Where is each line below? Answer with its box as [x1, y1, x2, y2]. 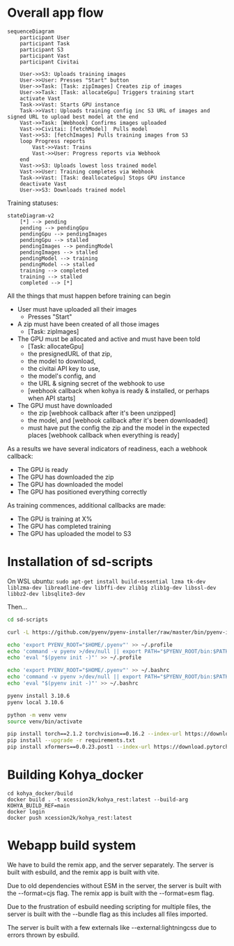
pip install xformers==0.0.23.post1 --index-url [7, 744, 151, 751]
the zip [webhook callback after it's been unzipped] [27, 409, 176, 417]
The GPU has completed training [17, 521, 111, 531]
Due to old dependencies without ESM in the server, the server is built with [7, 881, 221, 890]
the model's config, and [27, 372, 96, 380]
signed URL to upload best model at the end [7, 113, 139, 120]
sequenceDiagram [7, 28, 54, 35]
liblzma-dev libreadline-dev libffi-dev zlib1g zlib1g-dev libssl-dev [7, 584, 217, 591]
